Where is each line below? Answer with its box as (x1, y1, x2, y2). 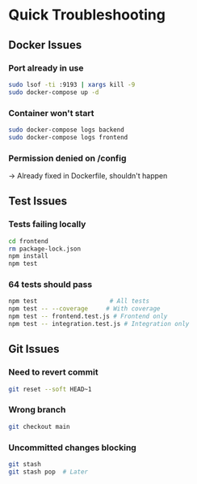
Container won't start (8, 107, 94, 118)
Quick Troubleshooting (8, 6, 166, 24)
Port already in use (8, 62, 84, 74)
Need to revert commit (8, 366, 98, 378)
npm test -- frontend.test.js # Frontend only (8, 312, 168, 321)
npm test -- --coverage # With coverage (8, 305, 161, 313)
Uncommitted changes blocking (8, 442, 137, 453)
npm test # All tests (8, 298, 150, 306)
